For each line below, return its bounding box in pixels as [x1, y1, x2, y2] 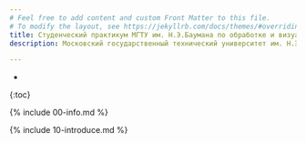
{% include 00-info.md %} [9, 107, 109, 118]
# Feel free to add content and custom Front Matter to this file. [9, 13, 271, 23]
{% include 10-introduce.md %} [9, 125, 128, 136]
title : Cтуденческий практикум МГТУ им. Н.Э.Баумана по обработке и [9, 30, 275, 39]
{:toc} [9, 89, 31, 100]
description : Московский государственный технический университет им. [9, 38, 283, 48]
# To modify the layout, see [9, 22, 120, 31]
